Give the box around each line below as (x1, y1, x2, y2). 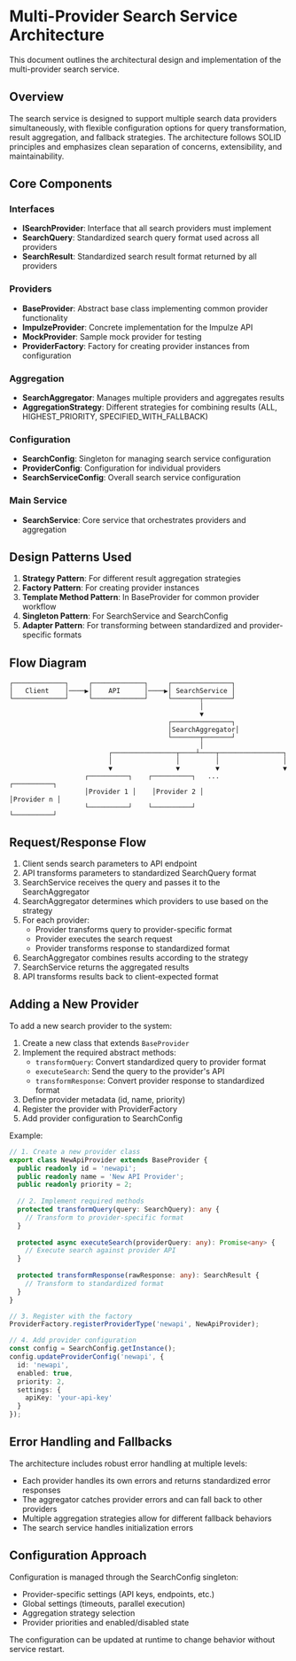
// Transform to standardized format (25, 1279, 165, 1288)
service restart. (9, 1643, 65, 1654)
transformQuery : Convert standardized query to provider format (35, 1057, 267, 1067)
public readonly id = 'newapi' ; (17, 1164, 137, 1173)
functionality (21, 312, 68, 323)
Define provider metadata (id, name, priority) (21, 1094, 186, 1104)
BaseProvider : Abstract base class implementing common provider (21, 303, 269, 314)
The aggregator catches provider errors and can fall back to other (21, 1493, 263, 1504)
